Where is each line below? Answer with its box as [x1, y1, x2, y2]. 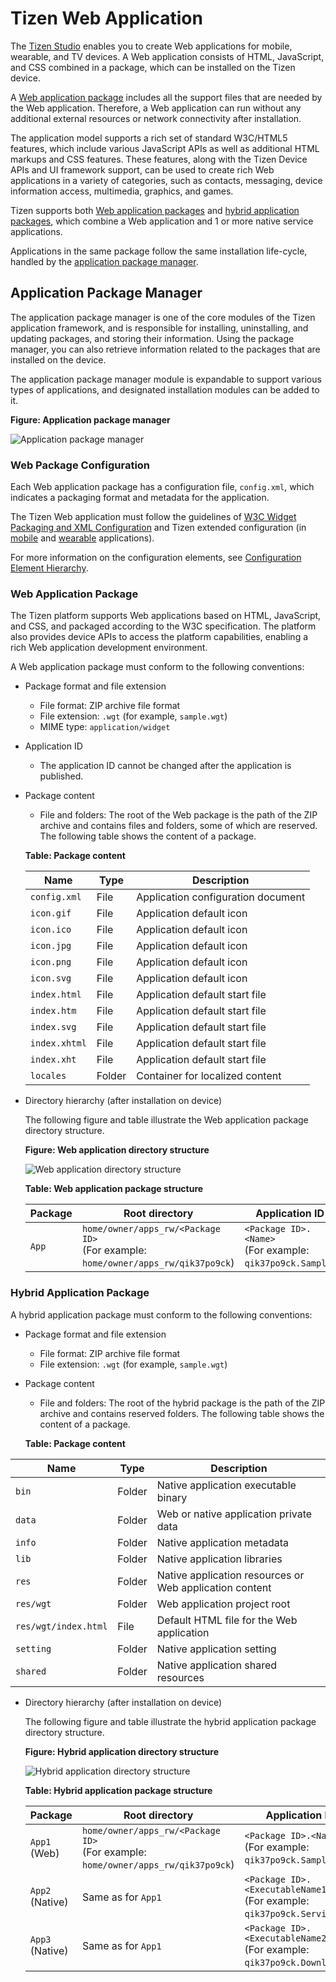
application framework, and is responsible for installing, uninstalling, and [10, 322, 309, 334]
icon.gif [29, 908, 72, 919]
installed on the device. [10, 353, 107, 366]
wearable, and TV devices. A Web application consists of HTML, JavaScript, [10, 50, 325, 62]
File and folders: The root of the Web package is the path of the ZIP [39, 809, 318, 821]
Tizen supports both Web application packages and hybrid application [10, 204, 300, 216]
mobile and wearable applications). [10, 532, 155, 544]
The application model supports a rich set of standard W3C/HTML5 [10, 132, 288, 144]
